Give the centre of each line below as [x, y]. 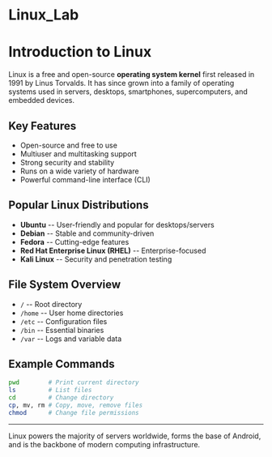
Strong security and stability [67, 162]
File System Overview [65, 285]
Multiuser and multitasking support [79, 154]
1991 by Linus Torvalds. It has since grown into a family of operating [121, 83]
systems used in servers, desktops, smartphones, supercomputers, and [128, 92]
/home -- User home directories [72, 313]
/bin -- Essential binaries [62, 330]
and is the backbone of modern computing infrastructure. [104, 444]
